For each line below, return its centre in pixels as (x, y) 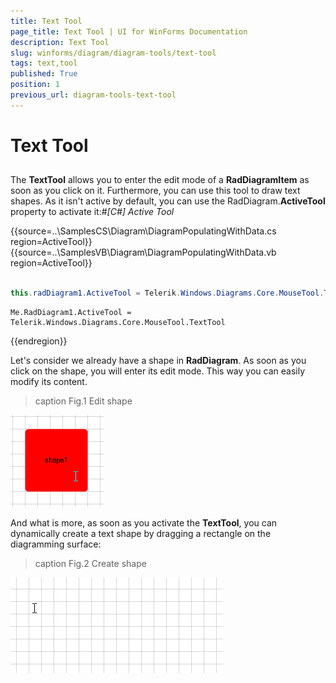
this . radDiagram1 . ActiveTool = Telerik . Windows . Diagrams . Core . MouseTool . (167, 293)
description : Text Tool (60, 42)
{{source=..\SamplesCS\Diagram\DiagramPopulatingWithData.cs (143, 231)
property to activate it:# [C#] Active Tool (92, 212)
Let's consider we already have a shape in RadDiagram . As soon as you (158, 361)
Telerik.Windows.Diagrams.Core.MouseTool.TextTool (118, 323)
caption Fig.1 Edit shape (83, 401)
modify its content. (49, 382)
